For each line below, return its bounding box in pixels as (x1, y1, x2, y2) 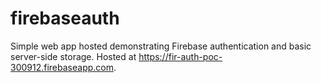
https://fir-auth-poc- (138, 50, 223, 62)
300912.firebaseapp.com (10, 61, 114, 73)
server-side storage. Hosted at (10, 50, 137, 62)
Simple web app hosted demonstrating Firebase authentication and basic (10, 40, 312, 52)
